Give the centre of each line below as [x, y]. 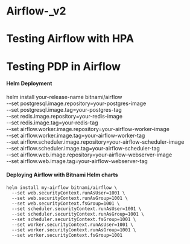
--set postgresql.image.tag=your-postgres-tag [64, 109]
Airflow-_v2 [36, 11]
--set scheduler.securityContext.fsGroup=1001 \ [74, 219]
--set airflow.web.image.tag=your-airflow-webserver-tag [77, 161]
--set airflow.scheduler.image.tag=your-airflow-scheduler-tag [83, 148]
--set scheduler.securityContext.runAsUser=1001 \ [77, 209]
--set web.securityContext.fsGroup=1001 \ [66, 204]
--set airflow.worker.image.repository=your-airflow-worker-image [88, 129]
